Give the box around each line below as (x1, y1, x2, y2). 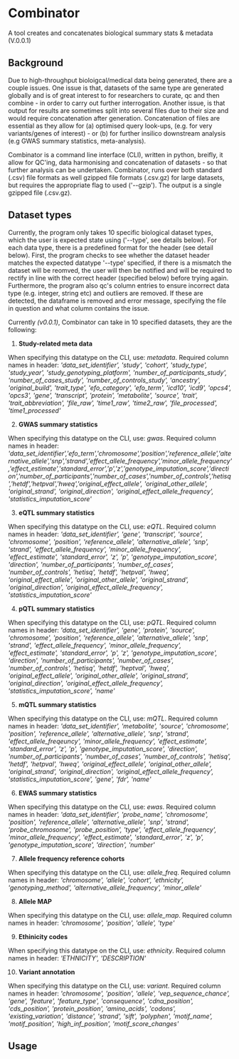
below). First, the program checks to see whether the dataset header (8, 251, 210, 259)
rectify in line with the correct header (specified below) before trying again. (8, 273, 229, 282)
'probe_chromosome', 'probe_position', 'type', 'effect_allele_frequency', (8, 825, 217, 833)
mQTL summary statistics (18, 700, 97, 708)
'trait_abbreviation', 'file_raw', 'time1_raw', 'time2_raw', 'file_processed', (8, 398, 218, 407)
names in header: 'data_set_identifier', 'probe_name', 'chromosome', (8, 810, 208, 818)
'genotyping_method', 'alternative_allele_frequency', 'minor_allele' (8, 883, 202, 892)
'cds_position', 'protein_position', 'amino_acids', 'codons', (8, 1004, 176, 1013)
